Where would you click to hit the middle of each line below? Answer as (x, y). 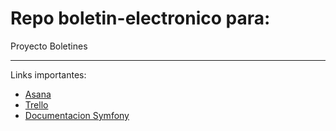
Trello (36, 104)
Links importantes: (48, 74)
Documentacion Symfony (77, 115)
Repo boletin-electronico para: (140, 18)
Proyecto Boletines (49, 46)
